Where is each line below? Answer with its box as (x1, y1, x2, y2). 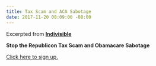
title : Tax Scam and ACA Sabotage (6, 8, 92, 15)
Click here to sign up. (6, 53, 58, 60)
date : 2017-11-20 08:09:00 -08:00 (6, 14, 92, 20)
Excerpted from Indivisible (6, 30, 72, 37)
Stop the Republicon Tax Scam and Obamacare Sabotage (6, 42, 150, 49)
